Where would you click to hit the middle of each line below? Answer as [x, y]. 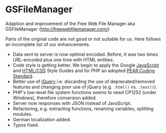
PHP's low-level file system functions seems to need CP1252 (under [85, 92]
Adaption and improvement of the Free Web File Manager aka [70, 24]
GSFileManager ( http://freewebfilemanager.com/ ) [58, 29]
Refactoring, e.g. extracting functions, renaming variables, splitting [83, 108]
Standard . [23, 76]
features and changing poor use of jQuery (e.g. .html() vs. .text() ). [85, 87]
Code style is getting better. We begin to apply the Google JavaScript [86, 65]
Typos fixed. [26, 125]
